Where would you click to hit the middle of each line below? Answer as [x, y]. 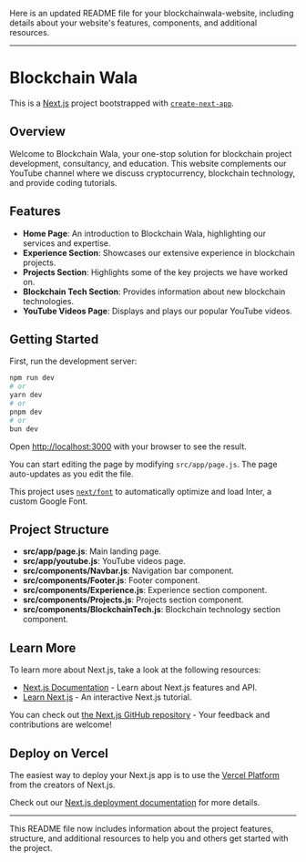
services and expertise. [66, 243]
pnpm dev [26, 412]
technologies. [48, 301]
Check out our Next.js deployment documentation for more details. [135, 802]
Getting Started [54, 339]
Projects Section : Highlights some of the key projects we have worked [155, 272]
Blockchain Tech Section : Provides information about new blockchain [154, 292]
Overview [38, 132]
